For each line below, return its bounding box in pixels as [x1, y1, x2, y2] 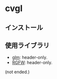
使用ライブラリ [5, 41, 50, 49]
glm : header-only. [12, 54, 47, 61]
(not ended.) [5, 69, 30, 75]
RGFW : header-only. [12, 60, 53, 65]
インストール [5, 23, 43, 32]
